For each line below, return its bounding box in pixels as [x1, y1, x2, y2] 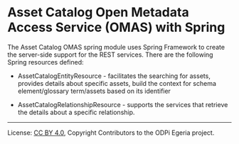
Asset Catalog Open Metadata [7, 4, 190, 21]
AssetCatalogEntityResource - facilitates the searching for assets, [17, 72, 211, 80]
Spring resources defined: [7, 57, 84, 66]
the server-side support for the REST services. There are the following [7, 50, 213, 59]
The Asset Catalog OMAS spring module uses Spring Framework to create [7, 43, 225, 51]
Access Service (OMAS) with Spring [7, 19, 225, 35]
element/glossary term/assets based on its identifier [17, 87, 171, 95]
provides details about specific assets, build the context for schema [17, 79, 217, 87]
